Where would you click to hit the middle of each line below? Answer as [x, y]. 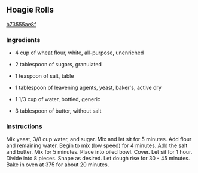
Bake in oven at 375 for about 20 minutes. [58, 165]
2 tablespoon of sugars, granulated [58, 65]
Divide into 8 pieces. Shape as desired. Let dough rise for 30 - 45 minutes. [98, 159]
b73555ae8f [21, 24]
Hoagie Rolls [30, 10]
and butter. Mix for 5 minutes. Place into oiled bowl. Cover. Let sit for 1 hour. [99, 152]
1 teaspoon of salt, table [44, 76]
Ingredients [23, 40]
